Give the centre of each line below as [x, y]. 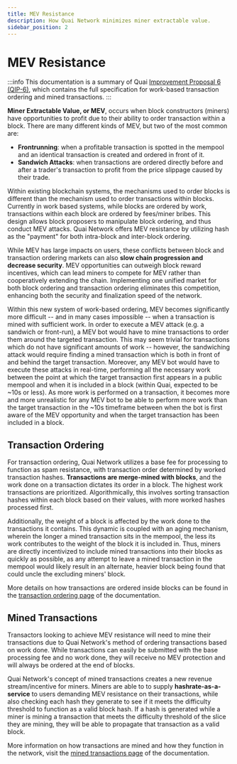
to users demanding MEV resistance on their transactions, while [125, 694]
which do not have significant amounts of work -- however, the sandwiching [119, 347]
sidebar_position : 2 [38, 27]
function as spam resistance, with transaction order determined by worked [116, 470]
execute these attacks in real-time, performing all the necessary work [109, 370]
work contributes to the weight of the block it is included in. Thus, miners [114, 544]
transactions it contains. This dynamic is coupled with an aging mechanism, [118, 529]
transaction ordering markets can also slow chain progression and [105, 258]
